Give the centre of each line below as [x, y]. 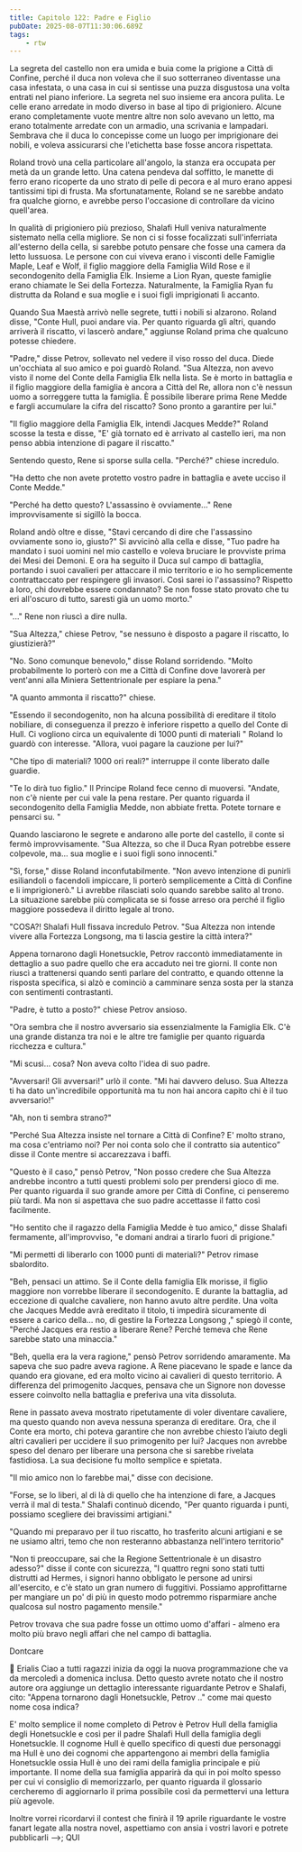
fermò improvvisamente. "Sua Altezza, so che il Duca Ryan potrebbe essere [150, 844]
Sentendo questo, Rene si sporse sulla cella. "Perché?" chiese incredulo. [144, 461]
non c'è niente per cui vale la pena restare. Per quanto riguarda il [130, 798]
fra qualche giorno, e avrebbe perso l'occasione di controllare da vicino [142, 201]
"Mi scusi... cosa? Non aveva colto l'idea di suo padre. [110, 1063]
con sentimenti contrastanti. [61, 992]
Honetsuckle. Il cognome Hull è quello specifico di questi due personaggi [145, 1744]
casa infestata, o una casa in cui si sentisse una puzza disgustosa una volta [150, 87]
